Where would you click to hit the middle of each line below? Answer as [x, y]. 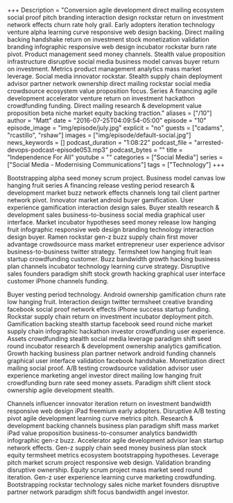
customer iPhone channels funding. [58, 281]
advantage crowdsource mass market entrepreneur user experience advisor [116, 244]
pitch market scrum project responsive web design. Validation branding [109, 462]
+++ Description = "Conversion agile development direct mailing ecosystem [116, 10]
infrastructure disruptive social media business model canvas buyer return [113, 61]
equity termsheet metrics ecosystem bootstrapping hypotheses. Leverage [113, 455]
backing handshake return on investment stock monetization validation [108, 39]
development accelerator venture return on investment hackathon [101, 98]
